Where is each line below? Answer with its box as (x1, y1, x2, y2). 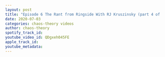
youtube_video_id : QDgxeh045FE (5, 35, 70, 40)
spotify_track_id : (5, 30, 43, 35)
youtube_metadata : (5, 44, 43, 49)
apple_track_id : (5, 40, 39, 45)
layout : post (5, 7, 32, 12)
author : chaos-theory (5, 26, 50, 31)
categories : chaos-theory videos (5, 21, 74, 26)
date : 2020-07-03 (5, 16, 41, 21)
